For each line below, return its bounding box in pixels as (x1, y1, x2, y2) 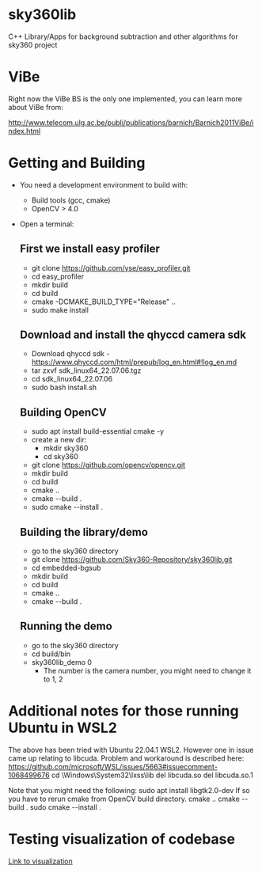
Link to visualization (8, 856, 73, 866)
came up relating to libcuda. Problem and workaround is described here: (8, 753, 245, 763)
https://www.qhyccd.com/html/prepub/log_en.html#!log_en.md (31, 358, 237, 367)
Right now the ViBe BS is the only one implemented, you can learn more (8, 93, 243, 104)
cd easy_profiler (31, 271, 85, 281)
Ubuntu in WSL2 (8, 719, 117, 737)
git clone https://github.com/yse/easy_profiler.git (31, 263, 191, 272)
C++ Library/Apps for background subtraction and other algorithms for (8, 32, 239, 41)
